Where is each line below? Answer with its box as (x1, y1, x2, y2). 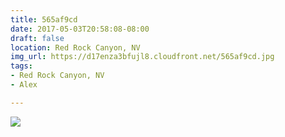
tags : (10, 61, 33, 71)
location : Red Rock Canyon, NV (10, 42, 141, 53)
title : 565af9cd (10, 14, 78, 25)
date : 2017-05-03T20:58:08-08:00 (10, 24, 150, 34)
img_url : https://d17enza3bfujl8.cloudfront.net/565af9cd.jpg (10, 52, 275, 62)
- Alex (10, 80, 38, 90)
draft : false (10, 33, 65, 43)
